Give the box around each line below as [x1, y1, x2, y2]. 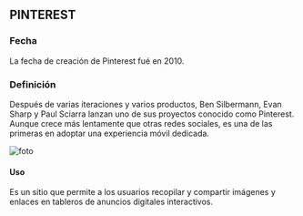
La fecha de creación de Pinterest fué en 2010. [9, 55, 185, 67]
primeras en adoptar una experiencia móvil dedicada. [9, 128, 209, 139]
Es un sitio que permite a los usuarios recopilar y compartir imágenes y [9, 187, 276, 198]
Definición [9, 77, 56, 90]
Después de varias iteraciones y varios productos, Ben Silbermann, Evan [9, 98, 282, 109]
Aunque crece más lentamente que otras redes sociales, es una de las [9, 118, 273, 129]
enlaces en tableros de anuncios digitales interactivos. [9, 196, 214, 208]
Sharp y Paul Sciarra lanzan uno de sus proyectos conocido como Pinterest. [9, 108, 295, 119]
